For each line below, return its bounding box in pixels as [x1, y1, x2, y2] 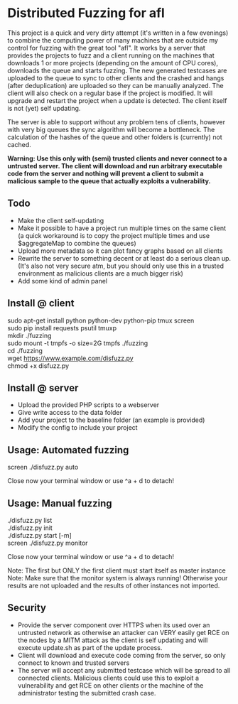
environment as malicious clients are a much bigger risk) [17, 269, 183, 278]
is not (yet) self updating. [7, 104, 81, 112]
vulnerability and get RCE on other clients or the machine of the [17, 681, 204, 690]
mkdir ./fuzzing [7, 331, 52, 340]
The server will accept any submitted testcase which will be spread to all [17, 666, 231, 674]
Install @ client [7, 297, 75, 310]
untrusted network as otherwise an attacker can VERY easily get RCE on [17, 628, 229, 637]
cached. [7, 140, 32, 148]
